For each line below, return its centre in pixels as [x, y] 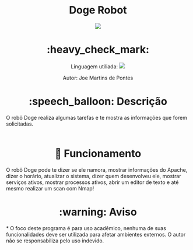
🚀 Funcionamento [98, 154]
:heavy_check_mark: [98, 50]
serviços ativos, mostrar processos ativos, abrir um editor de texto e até [92, 182]
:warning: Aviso [98, 212]
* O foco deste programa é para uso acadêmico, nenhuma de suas [86, 228]
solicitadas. [20, 124]
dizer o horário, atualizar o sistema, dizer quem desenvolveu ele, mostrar [94, 176]
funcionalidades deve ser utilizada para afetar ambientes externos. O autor [96, 234]
